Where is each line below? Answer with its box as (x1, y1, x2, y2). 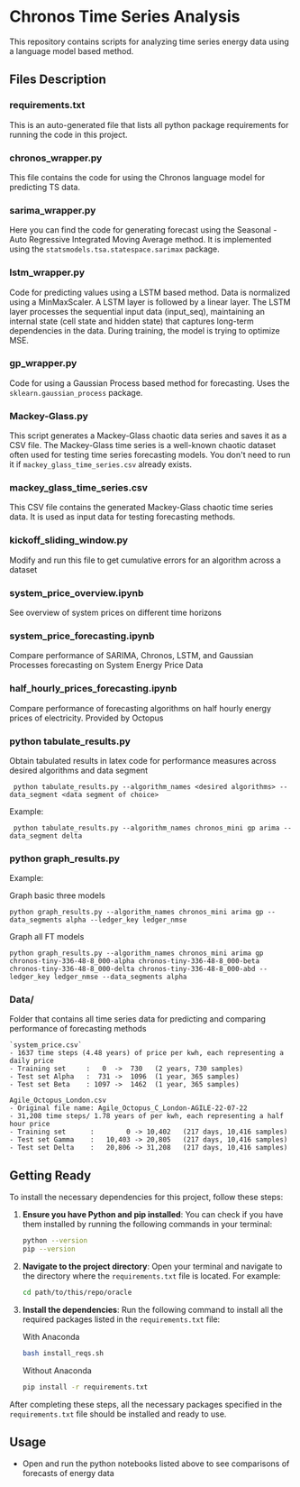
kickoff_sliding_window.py (9, 534, 129, 546)
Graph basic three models (9, 890, 105, 901)
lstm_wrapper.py (9, 266, 86, 279)
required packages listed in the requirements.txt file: (22, 1314, 221, 1325)
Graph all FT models (9, 932, 85, 942)
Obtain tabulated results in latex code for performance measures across (9, 755, 277, 766)
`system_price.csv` (9, 1041, 83, 1050)
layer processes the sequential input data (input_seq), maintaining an (9, 306, 266, 317)
